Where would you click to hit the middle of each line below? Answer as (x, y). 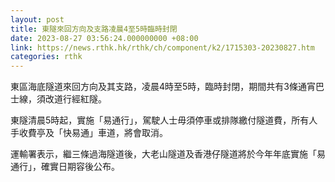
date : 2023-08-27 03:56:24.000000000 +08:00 (104, 38)
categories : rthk (46, 57)
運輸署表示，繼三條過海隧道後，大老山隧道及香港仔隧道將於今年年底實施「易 (168, 154)
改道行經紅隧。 (75, 99)
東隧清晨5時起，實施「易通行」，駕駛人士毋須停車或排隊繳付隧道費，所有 (160, 120)
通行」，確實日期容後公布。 (65, 167)
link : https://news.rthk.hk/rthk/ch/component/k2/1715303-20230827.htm (162, 47)
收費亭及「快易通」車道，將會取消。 (93, 133)
